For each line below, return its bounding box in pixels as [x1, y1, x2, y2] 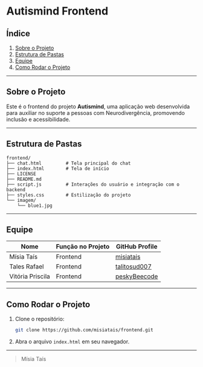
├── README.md [6, 176, 42, 182]
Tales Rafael [9, 262, 44, 271]
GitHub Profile [115, 242, 158, 251]
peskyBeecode [115, 272, 158, 281]
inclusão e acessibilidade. [6, 115, 71, 123]
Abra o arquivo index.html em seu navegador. [14, 338, 130, 345]
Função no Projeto [56, 242, 110, 251]
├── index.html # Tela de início [6, 165, 110, 172]
